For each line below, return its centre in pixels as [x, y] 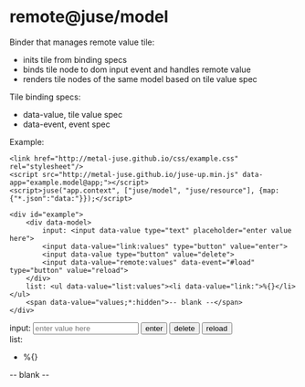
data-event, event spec [67, 124]
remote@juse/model [89, 17]
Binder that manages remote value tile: [82, 42]
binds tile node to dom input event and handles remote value [137, 69]
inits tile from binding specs [75, 59]
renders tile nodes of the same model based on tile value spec [140, 78]
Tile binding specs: [45, 97]
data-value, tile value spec [73, 114]
